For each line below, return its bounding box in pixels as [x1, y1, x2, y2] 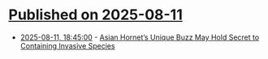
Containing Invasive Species [19, 40, 115, 50]
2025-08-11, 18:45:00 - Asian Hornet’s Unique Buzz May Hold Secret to [19, 32, 260, 42]
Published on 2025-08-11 [8, 6, 183, 24]
